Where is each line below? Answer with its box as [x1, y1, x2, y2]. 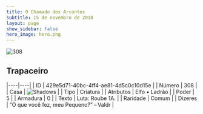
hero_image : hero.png [6, 32, 61, 38]
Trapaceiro [6, 65, 48, 76]
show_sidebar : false [6, 25, 59, 32]
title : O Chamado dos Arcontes [6, 8, 85, 15]
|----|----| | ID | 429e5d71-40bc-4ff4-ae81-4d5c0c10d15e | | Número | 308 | [6, 81, 198, 89]
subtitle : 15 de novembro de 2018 [6, 15, 94, 21]
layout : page [6, 20, 39, 26]
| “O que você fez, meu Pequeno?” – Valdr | [6, 101, 114, 108]
